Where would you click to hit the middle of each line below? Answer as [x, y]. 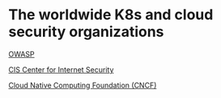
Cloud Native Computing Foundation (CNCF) [83, 85]
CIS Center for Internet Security [61, 69]
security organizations [86, 32]
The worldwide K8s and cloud [111, 15]
